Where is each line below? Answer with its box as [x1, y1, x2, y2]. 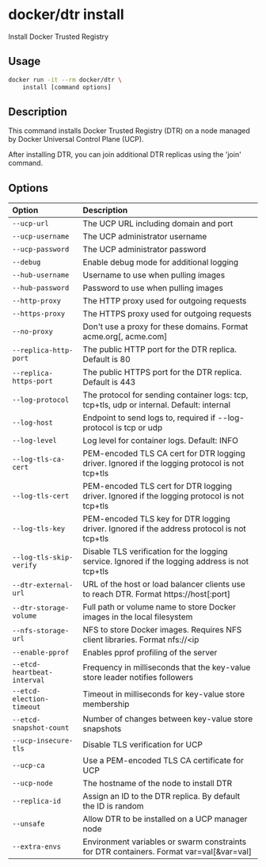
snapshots [82, 724, 122, 735]
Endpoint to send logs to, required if [82, 412, 216, 423]
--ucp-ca [12, 761, 45, 770]
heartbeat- [12, 668, 53, 677]
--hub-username [12, 271, 70, 280]
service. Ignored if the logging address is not [82, 556, 249, 567]
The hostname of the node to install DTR [82, 778, 233, 789]
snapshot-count [12, 724, 70, 732]
